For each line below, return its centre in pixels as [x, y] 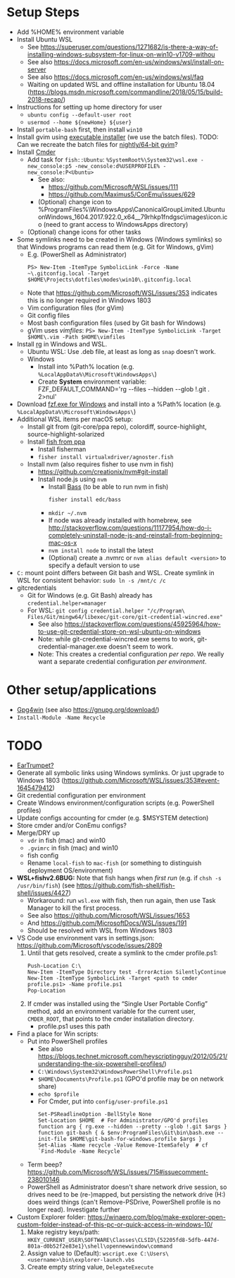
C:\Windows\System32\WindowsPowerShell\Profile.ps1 [115, 1072]
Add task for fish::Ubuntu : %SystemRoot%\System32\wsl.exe [112, 159]
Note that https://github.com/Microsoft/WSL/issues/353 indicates [122, 292]
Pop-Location [46, 990]
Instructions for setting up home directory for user [89, 107]
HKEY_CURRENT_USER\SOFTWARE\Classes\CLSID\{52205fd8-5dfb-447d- [123, 1240]
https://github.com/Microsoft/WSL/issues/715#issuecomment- [118, 1172]
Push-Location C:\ [54, 966]
